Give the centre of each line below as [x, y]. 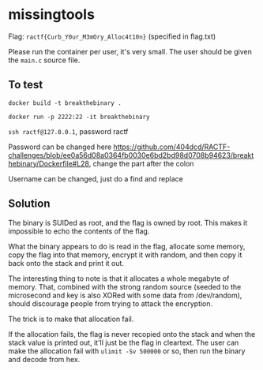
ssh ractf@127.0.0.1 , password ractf [68, 131]
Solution [29, 204]
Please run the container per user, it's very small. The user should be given [130, 51]
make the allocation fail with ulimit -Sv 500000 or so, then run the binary [127, 351]
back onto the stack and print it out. [66, 263]
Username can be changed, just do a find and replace [96, 178]
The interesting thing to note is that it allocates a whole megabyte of [119, 278]
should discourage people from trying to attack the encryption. [111, 303]
